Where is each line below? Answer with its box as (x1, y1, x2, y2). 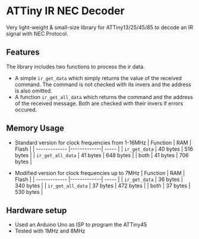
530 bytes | (14, 188, 43, 195)
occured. (14, 106, 37, 113)
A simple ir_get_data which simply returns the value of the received (14, 74, 182, 81)
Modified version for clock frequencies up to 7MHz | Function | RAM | (14, 169, 185, 176)
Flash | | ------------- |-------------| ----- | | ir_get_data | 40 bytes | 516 (14, 145, 193, 152)
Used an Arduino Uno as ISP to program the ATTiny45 (14, 221, 147, 228)
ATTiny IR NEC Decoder (6, 4, 125, 18)
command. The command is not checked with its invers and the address (14, 81, 191, 88)
